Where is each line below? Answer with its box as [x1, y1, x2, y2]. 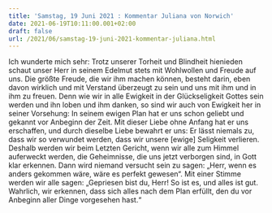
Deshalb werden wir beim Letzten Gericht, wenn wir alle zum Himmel [8, 143, 240, 153]
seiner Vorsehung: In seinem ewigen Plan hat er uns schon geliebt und [8, 109, 244, 119]
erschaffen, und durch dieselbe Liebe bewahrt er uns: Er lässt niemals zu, [8, 126, 255, 136]
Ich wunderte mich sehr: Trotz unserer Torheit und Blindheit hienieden [8, 57, 244, 67]
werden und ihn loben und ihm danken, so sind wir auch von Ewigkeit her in [8, 100, 261, 110]
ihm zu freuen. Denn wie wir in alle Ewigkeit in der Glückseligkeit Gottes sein [8, 91, 264, 102]
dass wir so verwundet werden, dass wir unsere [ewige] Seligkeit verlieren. [8, 135, 260, 145]
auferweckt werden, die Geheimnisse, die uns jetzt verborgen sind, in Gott [8, 152, 257, 162]
